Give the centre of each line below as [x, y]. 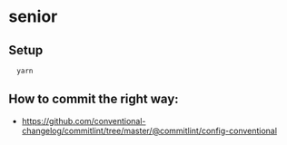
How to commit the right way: [94, 99]
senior [33, 17]
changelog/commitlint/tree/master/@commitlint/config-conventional [149, 130]
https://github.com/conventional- [84, 121]
